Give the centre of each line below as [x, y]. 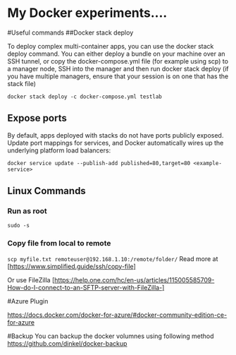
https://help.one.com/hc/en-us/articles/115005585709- [134, 279]
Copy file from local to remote [59, 243]
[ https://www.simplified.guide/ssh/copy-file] [72, 266]
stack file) [22, 83]
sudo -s [19, 226]
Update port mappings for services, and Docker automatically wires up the [116, 143]
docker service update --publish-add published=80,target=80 [99, 163]
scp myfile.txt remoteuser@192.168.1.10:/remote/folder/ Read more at [113, 258]
